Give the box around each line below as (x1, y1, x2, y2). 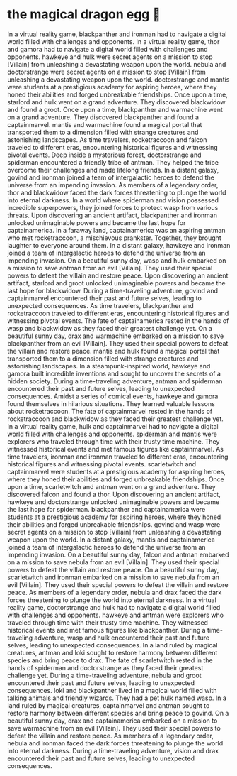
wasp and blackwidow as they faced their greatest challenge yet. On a (7, 324, 212, 332)
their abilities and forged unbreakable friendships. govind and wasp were (7, 520, 221, 528)
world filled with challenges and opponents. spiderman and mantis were (7, 430, 217, 438)
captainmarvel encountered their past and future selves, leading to (7, 294, 202, 302)
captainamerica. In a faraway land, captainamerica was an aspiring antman (7, 226, 226, 234)
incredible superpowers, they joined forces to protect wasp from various (7, 203, 219, 212)
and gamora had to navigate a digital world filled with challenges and (7, 45, 208, 53)
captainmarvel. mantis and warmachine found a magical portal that (7, 120, 202, 129)
